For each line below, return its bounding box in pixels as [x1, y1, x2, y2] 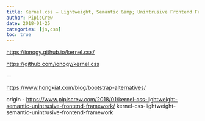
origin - [6, 96, 25, 103]
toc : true [6, 32, 32, 38]
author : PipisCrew [6, 15, 53, 21]
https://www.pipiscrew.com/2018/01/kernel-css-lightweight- [26, 96, 178, 103]
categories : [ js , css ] [6, 26, 62, 32]
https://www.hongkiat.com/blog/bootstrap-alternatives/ [6, 84, 146, 92]
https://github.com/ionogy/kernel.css [6, 61, 99, 68]
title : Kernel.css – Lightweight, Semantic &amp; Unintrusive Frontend [6, 9, 192, 15]
